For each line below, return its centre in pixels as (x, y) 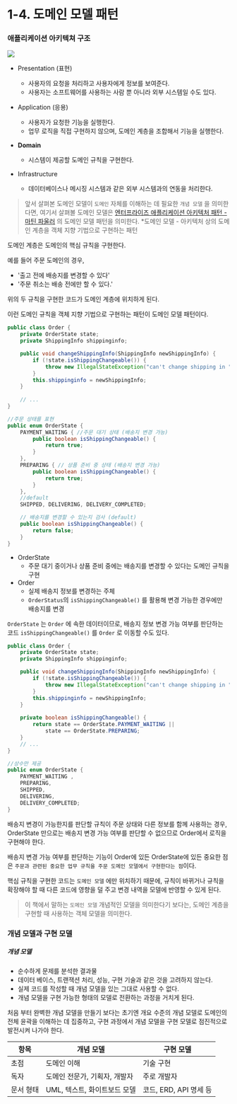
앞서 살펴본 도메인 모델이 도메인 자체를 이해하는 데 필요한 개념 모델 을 (117, 204)
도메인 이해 (63, 1063)
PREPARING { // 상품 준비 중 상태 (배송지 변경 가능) (90, 465)
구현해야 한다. (26, 841)
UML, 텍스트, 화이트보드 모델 (91, 1089)
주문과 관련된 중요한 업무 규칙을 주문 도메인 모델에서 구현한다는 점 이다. (105, 866)
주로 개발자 (160, 1076)
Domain (29, 145)
